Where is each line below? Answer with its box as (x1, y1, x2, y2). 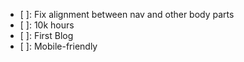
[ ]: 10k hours (19, 19, 75, 31)
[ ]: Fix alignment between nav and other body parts (19, 9, 235, 20)
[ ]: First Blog (19, 30, 74, 41)
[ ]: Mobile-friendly (19, 40, 98, 52)
